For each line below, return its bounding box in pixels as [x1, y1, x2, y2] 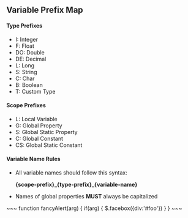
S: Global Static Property [15, 128, 78, 135]
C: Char [15, 75, 35, 82]
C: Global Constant [15, 135, 63, 142]
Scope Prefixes [6, 102, 46, 109]
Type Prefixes [6, 21, 43, 29]
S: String [15, 68, 37, 75]
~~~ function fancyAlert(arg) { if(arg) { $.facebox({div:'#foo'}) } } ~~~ [6, 205, 182, 212]
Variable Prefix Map [6, 5, 84, 15]
